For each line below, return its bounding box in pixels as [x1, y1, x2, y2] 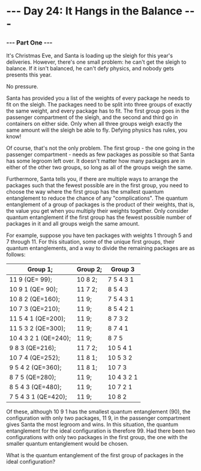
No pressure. [6, 83, 38, 90]
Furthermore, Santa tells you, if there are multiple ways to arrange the [6, 176, 178, 183]
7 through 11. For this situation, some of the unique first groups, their [6, 238, 175, 245]
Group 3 [110, 265, 135, 274]
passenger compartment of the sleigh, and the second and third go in [6, 114, 178, 121]
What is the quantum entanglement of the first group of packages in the [6, 452, 184, 459]
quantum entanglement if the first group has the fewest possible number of [6, 214, 192, 221]
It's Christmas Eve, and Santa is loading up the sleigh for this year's [6, 52, 173, 60]
